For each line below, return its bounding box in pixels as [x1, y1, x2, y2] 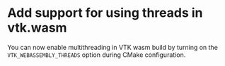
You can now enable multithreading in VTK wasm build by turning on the [7, 43, 218, 51]
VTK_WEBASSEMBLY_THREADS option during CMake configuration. [7, 51, 186, 59]
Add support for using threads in [7, 5, 203, 21]
